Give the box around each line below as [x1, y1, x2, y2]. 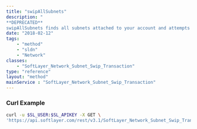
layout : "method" [6, 74, 49, 80]
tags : [6, 36, 19, 42]
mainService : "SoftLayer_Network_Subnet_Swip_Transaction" [6, 80, 157, 86]
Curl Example [6, 99, 45, 107]
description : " [6, 14, 43, 20]
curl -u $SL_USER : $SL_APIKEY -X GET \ [6, 112, 101, 118]
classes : [6, 57, 28, 63]
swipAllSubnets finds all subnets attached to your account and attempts [6, 25, 191, 31]
